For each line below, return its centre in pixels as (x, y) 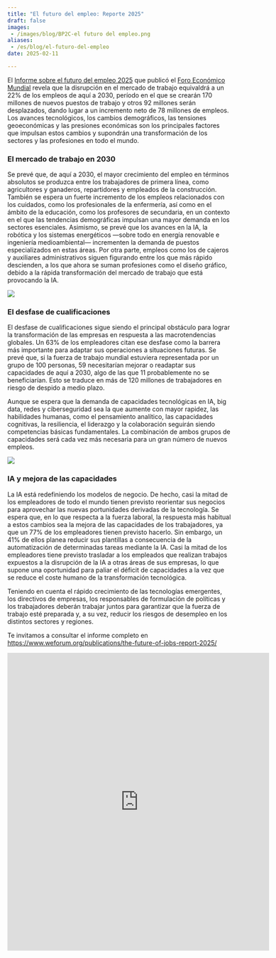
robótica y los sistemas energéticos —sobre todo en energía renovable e (114, 235)
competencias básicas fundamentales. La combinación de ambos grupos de (119, 432)
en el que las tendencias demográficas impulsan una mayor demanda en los (118, 220)
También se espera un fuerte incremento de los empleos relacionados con (116, 197)
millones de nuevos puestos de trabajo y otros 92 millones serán (102, 102)
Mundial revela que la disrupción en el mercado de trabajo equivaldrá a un (116, 87)
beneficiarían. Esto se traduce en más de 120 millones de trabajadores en (115, 380)
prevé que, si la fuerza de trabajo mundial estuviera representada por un (113, 358)
